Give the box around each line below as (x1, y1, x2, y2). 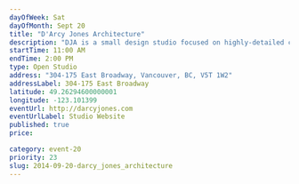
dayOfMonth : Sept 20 (9, 21, 86, 30)
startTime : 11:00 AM (9, 46, 86, 55)
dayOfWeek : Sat (9, 12, 66, 22)
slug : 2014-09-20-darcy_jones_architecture (9, 161, 174, 170)
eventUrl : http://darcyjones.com (9, 104, 133, 113)
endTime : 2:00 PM (9, 54, 74, 63)
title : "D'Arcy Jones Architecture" (9, 29, 145, 38)
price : (9, 129, 34, 138)
